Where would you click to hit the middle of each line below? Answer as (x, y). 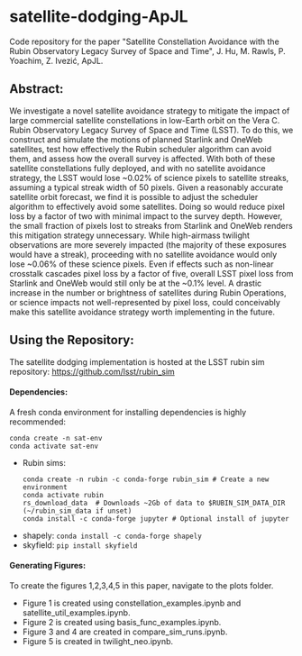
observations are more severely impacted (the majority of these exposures (148, 244)
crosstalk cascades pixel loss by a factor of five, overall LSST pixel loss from (151, 273)
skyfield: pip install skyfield (80, 545)
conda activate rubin (63, 495)
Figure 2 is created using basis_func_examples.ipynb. (122, 622)
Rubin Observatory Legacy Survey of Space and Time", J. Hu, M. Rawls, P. (147, 50)
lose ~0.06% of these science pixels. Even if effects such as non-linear (142, 264)
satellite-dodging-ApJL (99, 17)
